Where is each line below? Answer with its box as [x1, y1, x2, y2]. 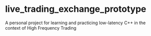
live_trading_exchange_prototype [5, 3, 147, 15]
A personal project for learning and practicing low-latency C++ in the [5, 20, 146, 26]
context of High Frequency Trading [5, 25, 77, 31]
